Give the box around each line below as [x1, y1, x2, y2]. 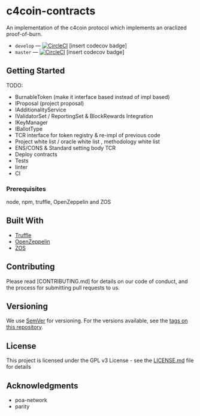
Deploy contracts [14, 150, 58, 158]
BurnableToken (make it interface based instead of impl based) [14, 93, 170, 100]
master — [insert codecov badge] [14, 48, 125, 55]
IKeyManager [14, 119, 48, 126]
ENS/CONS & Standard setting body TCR [14, 144, 116, 151]
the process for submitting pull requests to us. [6, 284, 120, 291]
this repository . [6, 324, 44, 331]
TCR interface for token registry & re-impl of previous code [14, 131, 160, 138]
